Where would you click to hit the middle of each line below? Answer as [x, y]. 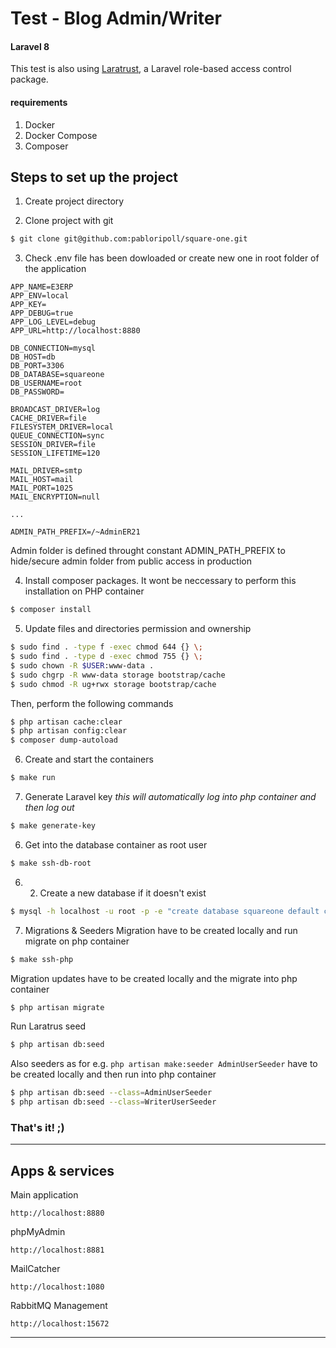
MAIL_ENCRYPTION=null [55, 497]
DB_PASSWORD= [37, 392]
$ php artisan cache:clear [66, 722]
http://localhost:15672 [60, 1324]
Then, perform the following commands [92, 703]
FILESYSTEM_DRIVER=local [62, 427]
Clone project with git [69, 221]
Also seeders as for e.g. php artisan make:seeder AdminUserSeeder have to [164, 1064]
